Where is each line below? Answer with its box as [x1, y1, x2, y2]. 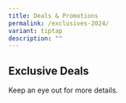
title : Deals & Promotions [8, 11, 99, 20]
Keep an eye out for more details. [8, 85, 119, 95]
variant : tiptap [8, 27, 63, 35]
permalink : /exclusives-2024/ [8, 19, 110, 27]
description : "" [8, 34, 63, 43]
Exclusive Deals [8, 64, 90, 77]
